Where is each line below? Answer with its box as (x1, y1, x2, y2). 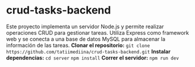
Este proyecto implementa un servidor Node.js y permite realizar (6, 23, 164, 30)
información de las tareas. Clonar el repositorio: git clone (6, 42, 150, 49)
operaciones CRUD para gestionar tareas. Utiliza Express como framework (6, 29, 189, 36)
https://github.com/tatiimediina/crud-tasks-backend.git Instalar (6, 48, 171, 55)
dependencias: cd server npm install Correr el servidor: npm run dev (6, 54, 180, 61)
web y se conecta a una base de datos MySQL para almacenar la (6, 35, 165, 42)
